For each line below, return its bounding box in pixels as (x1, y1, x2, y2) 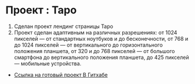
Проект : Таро (5, 3, 77, 17)
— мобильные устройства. (14, 60, 82, 67)
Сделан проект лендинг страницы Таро (14, 23, 113, 30)
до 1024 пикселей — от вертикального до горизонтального (14, 41, 163, 48)
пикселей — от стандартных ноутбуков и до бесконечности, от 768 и (14, 35, 189, 42)
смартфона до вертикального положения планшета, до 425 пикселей (14, 54, 189, 61)
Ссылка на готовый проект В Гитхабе (14, 71, 108, 78)
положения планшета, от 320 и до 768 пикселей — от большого (14, 47, 176, 54)
